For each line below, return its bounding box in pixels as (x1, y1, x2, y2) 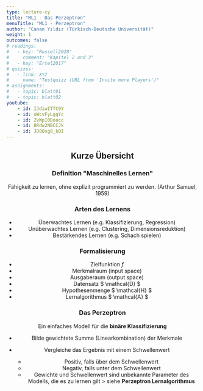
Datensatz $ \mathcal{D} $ (73, 280, 141, 288)
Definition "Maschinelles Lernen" (51, 169, 154, 178)
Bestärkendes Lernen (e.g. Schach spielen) (52, 232, 162, 239)
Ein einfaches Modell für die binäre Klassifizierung (38, 322, 167, 330)
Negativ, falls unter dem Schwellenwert (62, 364, 161, 371)
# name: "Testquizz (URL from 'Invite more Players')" (6, 77, 160, 83)
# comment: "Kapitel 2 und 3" (6, 54, 94, 60)
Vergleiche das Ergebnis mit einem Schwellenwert (44, 346, 170, 353)
